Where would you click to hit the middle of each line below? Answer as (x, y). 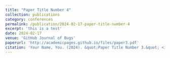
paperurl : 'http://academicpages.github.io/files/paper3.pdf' (72, 43)
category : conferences (29, 19)
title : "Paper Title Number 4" (38, 10)
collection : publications (32, 15)
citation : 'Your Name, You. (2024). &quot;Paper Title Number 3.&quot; (82, 47)
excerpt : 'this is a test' (34, 29)
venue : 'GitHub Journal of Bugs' (40, 38)
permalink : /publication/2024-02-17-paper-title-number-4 (68, 24)
